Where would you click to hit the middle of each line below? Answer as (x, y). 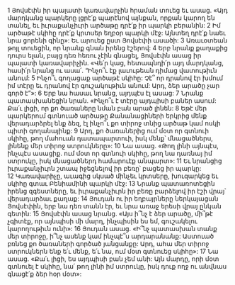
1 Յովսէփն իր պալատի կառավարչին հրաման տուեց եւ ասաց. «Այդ (117, 10)
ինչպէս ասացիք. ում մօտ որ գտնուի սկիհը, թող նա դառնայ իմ (110, 153)
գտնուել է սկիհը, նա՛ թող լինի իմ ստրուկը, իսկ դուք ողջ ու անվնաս (117, 266)
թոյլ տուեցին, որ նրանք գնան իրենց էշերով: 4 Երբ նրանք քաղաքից (117, 48)
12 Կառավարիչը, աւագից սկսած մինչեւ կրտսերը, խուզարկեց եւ (113, 176)
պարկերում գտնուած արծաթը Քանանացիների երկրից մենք (107, 116)
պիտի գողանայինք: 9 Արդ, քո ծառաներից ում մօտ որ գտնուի (108, 131)
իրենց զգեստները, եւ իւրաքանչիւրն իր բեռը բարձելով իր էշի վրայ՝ (117, 191)
